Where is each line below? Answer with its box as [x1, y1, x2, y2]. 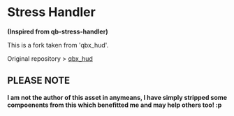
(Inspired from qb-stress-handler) [7, 27, 108, 36]
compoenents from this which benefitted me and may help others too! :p [7, 101, 222, 109]
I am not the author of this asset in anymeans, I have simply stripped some [7, 93, 228, 101]
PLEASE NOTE [7, 75, 71, 87]
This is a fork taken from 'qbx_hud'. [7, 41, 109, 49]
